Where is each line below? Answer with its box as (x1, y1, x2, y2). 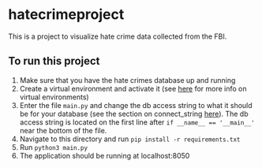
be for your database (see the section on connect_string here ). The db (19, 109, 249, 118)
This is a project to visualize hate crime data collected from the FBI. (8, 32, 227, 41)
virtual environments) (19, 92, 89, 102)
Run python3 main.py (19, 142, 88, 151)
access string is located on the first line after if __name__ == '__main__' (19, 117, 255, 127)
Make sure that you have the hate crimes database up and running (19, 75, 236, 84)
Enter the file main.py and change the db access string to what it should (19, 100, 253, 110)
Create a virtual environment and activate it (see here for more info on (19, 84, 247, 93)
